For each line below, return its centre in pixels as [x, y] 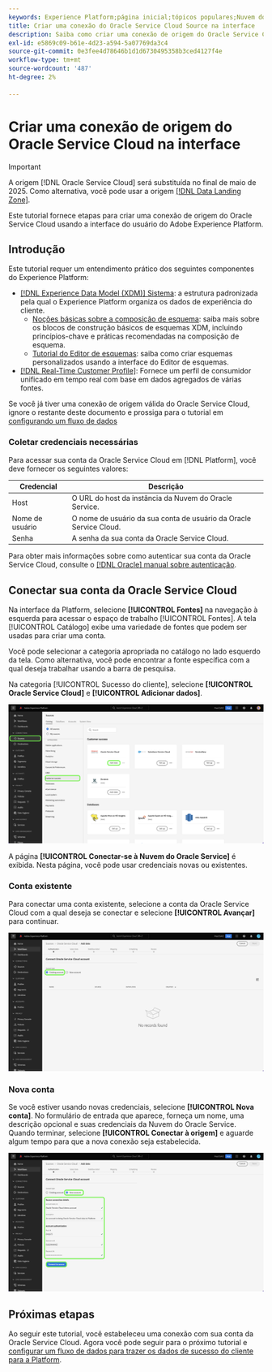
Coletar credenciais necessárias [74, 442]
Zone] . [19, 200]
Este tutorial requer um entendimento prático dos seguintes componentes [132, 269]
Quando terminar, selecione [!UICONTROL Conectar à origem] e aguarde [131, 1133]
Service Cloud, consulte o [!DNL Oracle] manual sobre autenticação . [123, 565]
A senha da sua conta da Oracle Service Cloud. [150, 538]
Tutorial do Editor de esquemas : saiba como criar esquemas [132, 354]
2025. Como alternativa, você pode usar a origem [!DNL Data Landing [125, 191]
